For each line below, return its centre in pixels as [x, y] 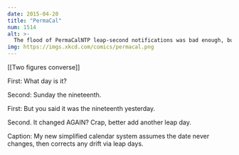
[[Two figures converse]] [44, 67]
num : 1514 [22, 27]
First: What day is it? [37, 81]
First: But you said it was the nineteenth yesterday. [81, 108]
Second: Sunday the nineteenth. [54, 95]
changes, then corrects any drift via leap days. [75, 144]
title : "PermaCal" [34, 21]
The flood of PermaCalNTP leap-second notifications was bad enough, [119, 41]
